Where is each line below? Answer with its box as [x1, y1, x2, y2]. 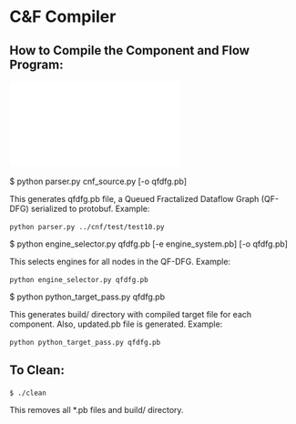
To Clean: [9, 362, 66, 379]
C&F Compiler [9, 6, 117, 27]
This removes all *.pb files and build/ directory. [9, 404, 184, 415]
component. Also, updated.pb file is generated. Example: [9, 318, 223, 329]
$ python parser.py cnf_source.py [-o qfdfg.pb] [9, 176, 187, 187]
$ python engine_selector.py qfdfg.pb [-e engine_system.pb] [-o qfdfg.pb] [9, 238, 289, 249]
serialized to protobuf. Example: [30, 203, 150, 214]
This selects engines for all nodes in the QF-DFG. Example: [9, 257, 230, 267]
